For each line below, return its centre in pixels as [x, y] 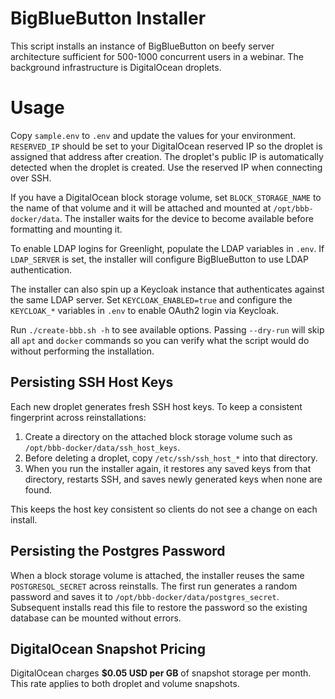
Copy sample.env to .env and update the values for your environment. [153, 135]
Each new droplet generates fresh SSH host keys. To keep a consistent [156, 406]
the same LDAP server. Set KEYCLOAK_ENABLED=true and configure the [151, 299]
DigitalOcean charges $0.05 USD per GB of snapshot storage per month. [161, 673]
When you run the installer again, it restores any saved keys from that [168, 468]
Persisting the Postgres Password [118, 551]
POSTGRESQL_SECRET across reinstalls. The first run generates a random [154, 586]
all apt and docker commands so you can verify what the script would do [160, 340]
